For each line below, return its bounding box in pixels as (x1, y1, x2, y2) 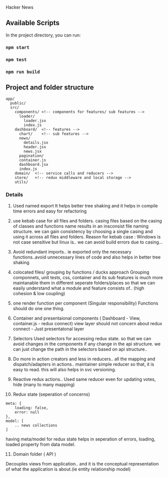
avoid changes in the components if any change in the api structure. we (12, 341, 161, 347)
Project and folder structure (5, 83, 94, 92)
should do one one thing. (12, 305, 64, 311)
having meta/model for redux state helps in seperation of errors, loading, (5, 436, 155, 442)
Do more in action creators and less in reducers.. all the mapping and (12, 356, 155, 362)
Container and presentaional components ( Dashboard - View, (12, 315, 141, 321)
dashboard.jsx (18, 162, 49, 167)
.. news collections (14, 423, 57, 428)
